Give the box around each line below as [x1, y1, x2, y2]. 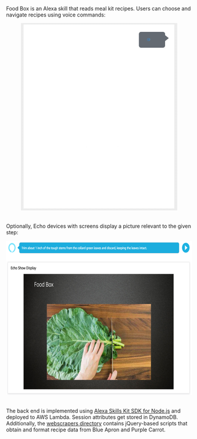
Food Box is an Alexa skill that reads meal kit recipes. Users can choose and [6, 5, 191, 12]
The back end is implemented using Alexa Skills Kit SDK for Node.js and [6, 407, 181, 414]
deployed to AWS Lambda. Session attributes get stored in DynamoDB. [6, 414, 178, 421]
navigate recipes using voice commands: [6, 11, 106, 18]
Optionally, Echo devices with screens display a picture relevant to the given [6, 222, 192, 230]
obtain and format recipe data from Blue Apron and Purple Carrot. [6, 426, 166, 433]
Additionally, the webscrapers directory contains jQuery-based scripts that [6, 420, 188, 427]
